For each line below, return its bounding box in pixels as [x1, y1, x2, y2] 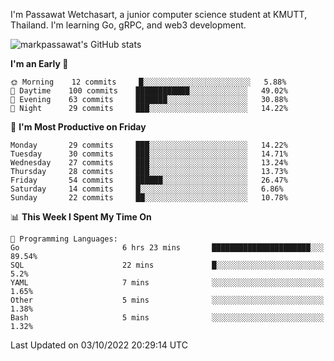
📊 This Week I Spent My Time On [10, 211, 152, 223]
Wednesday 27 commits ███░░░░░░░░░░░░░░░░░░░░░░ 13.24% [10, 158, 288, 168]
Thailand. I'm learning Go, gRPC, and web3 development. [10, 19, 247, 31]
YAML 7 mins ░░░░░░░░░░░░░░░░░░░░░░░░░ [10, 278, 325, 288]
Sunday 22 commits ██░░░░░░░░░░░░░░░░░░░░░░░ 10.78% [10, 193, 288, 203]
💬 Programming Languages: [10, 234, 118, 244]
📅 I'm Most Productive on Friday [10, 121, 147, 133]
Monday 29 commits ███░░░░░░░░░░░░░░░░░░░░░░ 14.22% [10, 140, 288, 150]
